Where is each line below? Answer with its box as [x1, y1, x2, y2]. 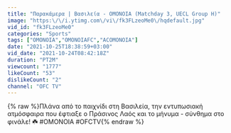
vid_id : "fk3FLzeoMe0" [7, 23, 75, 30]
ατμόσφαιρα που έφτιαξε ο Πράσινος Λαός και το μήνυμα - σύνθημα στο [7, 110, 225, 118]
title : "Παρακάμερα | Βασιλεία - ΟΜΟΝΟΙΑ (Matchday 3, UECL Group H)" [7, 10, 221, 18]
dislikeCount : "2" [7, 76, 62, 83]
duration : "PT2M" [7, 57, 59, 64]
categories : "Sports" [7, 30, 72, 37]
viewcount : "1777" [7, 63, 62, 70]
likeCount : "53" [7, 69, 55, 76]
